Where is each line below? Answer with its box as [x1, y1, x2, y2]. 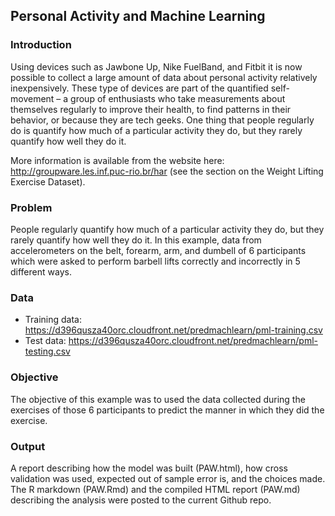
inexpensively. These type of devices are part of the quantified [10, 82, 269, 94]
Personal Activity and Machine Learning [10, 8, 266, 25]
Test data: [24, 335, 67, 347]
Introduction [10, 38, 72, 52]
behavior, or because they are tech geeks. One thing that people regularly [10, 114, 315, 126]
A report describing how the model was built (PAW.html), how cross [10, 462, 288, 474]
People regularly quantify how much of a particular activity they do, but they [10, 223, 325, 235]
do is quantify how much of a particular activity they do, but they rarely [10, 124, 303, 136]
